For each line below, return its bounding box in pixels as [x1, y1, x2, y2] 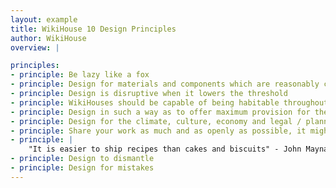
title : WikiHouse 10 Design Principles [10, 24, 177, 34]
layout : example [10, 14, 78, 25]
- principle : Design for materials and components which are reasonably [10, 79, 320, 90]
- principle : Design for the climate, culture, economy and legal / [10, 116, 302, 126]
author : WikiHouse [10, 33, 87, 43]
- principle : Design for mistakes [10, 163, 155, 173]
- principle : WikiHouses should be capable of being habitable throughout [10, 97, 329, 108]
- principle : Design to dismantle [10, 154, 155, 164]
